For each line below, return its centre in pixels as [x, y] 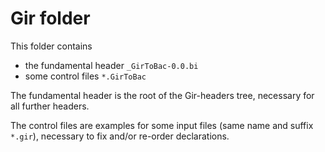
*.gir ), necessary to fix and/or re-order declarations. [120, 136]
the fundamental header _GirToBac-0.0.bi [111, 65]
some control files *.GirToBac [85, 76]
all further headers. [50, 106]
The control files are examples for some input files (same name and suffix [162, 125]
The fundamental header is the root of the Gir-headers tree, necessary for [162, 95]
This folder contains [51, 46]
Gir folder [50, 18]
